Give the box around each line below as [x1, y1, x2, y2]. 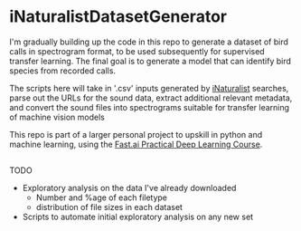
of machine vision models [9, 111, 106, 122]
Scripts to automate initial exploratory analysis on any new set [22, 211, 254, 223]
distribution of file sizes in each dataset [35, 202, 183, 213]
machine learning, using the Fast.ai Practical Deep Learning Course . [9, 139, 263, 149]
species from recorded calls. [9, 65, 116, 76]
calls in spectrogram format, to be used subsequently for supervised [9, 45, 265, 56]
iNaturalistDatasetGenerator [9, 6, 228, 27]
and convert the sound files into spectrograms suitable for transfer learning [9, 101, 290, 112]
